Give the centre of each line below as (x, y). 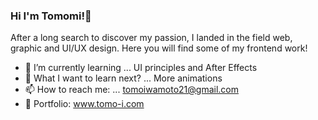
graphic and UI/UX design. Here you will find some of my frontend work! (159, 48)
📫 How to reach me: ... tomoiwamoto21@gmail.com (132, 90)
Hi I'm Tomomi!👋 (51, 16)
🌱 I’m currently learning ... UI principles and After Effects (141, 68)
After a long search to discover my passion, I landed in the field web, (151, 38)
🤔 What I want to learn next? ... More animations (123, 78)
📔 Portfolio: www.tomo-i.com (84, 104)
